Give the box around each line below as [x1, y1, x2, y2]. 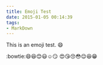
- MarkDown [6, 25, 33, 31]
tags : [6, 19, 20, 25]
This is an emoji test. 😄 [6, 41, 63, 48]
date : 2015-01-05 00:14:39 [6, 14, 73, 20]
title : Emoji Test [6, 8, 51, 15]
